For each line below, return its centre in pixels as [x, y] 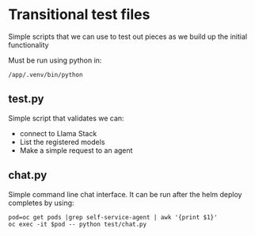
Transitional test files [79, 15]
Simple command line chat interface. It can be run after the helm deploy [125, 194]
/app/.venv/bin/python [46, 74]
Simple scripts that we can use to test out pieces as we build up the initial [128, 36]
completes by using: [41, 203]
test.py [26, 99]
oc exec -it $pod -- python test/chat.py [78, 224]
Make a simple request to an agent [76, 150]
